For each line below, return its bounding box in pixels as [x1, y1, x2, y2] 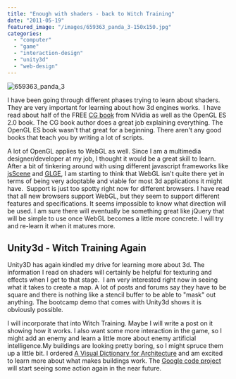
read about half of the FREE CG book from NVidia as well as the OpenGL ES [7, 111, 227, 119]
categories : [7, 30, 42, 37]
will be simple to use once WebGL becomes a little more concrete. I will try [7, 214, 224, 223]
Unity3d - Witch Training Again [7, 242, 147, 254]
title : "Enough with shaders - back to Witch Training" [7, 10, 175, 18]
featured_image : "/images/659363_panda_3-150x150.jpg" [7, 23, 172, 30]
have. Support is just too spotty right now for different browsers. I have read [7, 184, 230, 192]
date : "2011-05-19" [7, 17, 65, 24]
